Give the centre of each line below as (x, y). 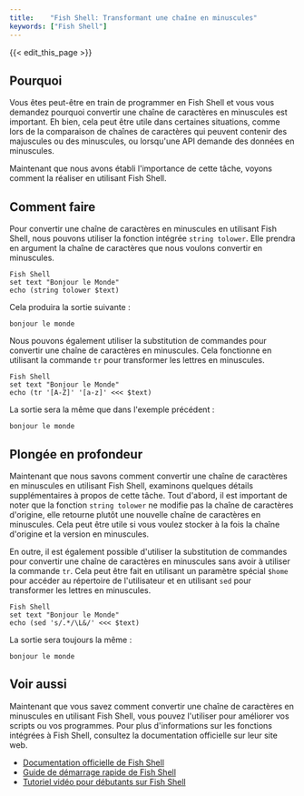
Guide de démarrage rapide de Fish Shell (99, 772)
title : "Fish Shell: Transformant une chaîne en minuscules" (133, 18)
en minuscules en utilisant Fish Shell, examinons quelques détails (132, 485)
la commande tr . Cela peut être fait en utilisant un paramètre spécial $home (149, 570)
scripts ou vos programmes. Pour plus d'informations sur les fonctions (141, 725)
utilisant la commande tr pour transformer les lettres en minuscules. (137, 360)
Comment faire (53, 207)
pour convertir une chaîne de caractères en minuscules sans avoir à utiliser (150, 561)
